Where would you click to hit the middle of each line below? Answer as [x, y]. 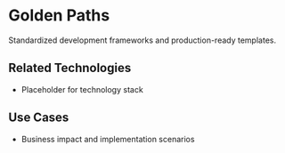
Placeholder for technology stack [82, 89]
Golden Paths [59, 16]
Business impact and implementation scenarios [108, 139]
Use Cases [39, 118]
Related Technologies [70, 68]
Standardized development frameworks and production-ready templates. [142, 40]
